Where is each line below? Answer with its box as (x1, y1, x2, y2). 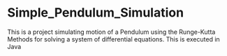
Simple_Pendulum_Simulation (7, 5, 184, 21)
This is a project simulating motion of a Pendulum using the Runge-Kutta (7, 28, 216, 36)
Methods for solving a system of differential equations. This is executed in (7, 35, 220, 43)
